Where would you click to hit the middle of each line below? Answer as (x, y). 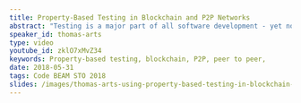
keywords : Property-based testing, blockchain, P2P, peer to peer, (138, 59)
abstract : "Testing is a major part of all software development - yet (146, 26)
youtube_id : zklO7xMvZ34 (56, 51)
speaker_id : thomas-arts (56, 34)
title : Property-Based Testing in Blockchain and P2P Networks (130, 17)
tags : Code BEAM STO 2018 (57, 76)
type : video (31, 43)
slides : (24, 84)
